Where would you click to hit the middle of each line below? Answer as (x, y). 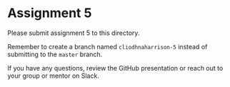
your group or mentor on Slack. (54, 76)
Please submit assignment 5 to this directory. (74, 33)
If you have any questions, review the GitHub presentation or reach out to (115, 68)
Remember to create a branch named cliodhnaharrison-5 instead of (107, 46)
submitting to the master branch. (55, 54)
